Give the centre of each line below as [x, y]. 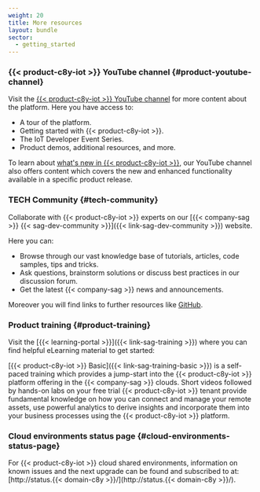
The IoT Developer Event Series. [71, 139]
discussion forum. [49, 281]
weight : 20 [26, 15]
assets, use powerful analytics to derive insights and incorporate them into [129, 408]
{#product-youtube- [212, 72]
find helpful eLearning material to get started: [82, 351]
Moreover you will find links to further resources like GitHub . [106, 304]
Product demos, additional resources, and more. [97, 148]
